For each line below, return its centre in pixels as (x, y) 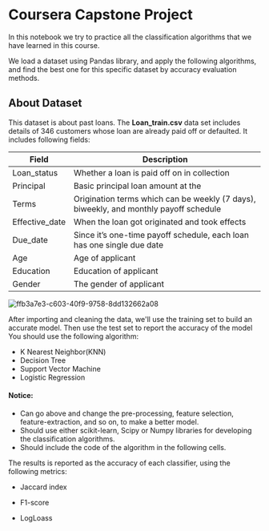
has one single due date (118, 244)
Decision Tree (43, 360)
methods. (24, 78)
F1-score (34, 502)
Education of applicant (116, 271)
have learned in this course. (54, 45)
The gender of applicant (118, 284)
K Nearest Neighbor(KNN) (63, 352)
